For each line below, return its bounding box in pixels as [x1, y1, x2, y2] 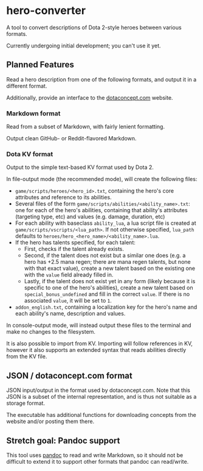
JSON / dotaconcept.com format [6, 370, 132, 380]
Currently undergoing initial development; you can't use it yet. [6, 42, 161, 49]
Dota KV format [6, 150, 53, 158]
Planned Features [6, 60, 75, 70]
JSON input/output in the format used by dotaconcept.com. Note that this [6, 387, 190, 394]
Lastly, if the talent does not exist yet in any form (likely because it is [24, 278, 196, 285]
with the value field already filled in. [24, 271, 114, 278]
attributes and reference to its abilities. [15, 194, 112, 201]
